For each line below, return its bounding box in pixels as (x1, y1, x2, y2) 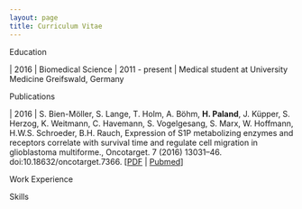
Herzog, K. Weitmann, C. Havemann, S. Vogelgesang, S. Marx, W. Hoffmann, (9, 118, 294, 129)
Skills (9, 191, 30, 202)
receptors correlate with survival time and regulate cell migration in (9, 137, 259, 148)
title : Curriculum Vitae (9, 22, 103, 31)
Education (9, 46, 47, 57)
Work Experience (9, 173, 74, 185)
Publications (9, 91, 56, 102)
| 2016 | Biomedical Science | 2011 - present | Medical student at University (9, 64, 288, 75)
